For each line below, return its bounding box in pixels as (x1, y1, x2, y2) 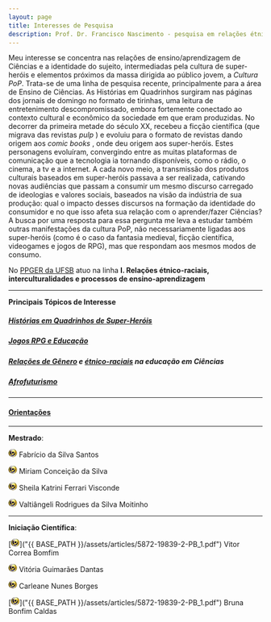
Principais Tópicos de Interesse (8, 297, 117, 307)
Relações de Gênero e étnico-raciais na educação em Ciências (8, 356, 224, 366)
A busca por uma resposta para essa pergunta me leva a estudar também (8, 216, 253, 226)
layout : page (8, 13, 52, 21)
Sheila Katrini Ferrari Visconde (19, 483, 120, 492)
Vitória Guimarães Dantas (19, 564, 104, 574)
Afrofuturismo (8, 377, 58, 387)
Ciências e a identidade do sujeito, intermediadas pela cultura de (8, 61, 224, 72)
